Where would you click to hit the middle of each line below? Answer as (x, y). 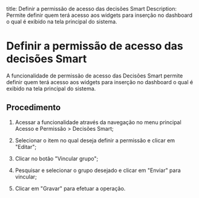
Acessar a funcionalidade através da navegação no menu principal (98, 122)
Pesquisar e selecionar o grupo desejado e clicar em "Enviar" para (98, 170)
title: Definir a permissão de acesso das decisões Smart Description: (92, 9)
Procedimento (34, 107)
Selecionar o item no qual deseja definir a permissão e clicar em (95, 140)
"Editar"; (26, 147)
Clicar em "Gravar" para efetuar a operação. (70, 188)
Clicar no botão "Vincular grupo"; (57, 158)
